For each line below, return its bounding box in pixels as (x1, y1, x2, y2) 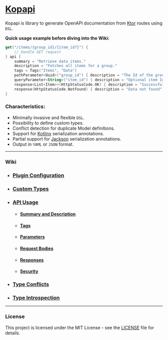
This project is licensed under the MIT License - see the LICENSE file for (5, 324, 154, 330)
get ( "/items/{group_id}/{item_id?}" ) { (5, 45, 88, 50)
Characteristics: (5, 103, 45, 110)
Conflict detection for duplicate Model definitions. (12, 125, 115, 131)
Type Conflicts (12, 281, 49, 288)
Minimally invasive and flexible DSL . (12, 114, 85, 121)
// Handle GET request (14, 49, 61, 55)
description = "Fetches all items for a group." (14, 64, 117, 69)
